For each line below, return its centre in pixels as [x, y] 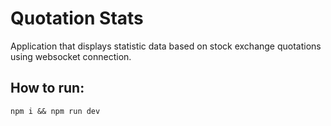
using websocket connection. [71, 56]
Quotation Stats [77, 18]
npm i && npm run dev [55, 111]
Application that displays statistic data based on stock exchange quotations [166, 46]
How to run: [47, 88]
